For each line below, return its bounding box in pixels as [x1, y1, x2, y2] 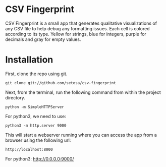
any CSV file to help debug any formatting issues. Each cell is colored [5, 25, 150, 31]
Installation [5, 54, 53, 66]
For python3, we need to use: [5, 113, 67, 119]
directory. [5, 94, 25, 100]
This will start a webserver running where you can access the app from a [5, 132, 157, 138]
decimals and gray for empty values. [5, 36, 81, 42]
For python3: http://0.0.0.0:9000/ [5, 155, 74, 162]
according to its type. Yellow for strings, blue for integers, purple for [5, 31, 146, 37]
